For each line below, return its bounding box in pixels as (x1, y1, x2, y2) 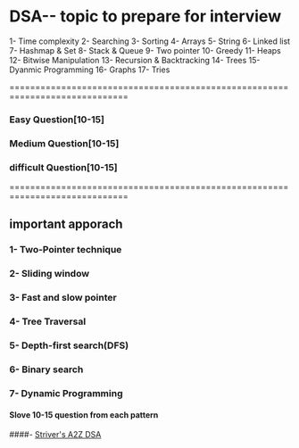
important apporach (9, 217, 123, 232)
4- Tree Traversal (9, 315, 87, 328)
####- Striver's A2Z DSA (9, 429, 102, 440)
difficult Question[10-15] (9, 161, 118, 173)
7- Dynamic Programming (9, 386, 123, 399)
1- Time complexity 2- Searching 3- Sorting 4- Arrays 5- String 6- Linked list (9, 36, 291, 46)
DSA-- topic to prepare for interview (9, 6, 282, 27)
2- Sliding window (9, 268, 90, 280)
